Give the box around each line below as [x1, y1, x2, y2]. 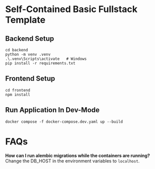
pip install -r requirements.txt [5, 61, 76, 66]
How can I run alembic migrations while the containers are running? [5, 152, 150, 158]
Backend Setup [5, 34, 55, 43]
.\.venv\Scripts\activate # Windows [5, 56, 87, 61]
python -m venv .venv [5, 52, 51, 57]
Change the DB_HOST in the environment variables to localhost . [5, 157, 140, 164]
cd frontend [5, 88, 30, 93]
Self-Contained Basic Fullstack [5, 4, 138, 15]
